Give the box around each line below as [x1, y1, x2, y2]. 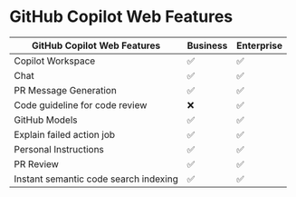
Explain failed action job [14, 128, 116, 141]
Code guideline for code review [14, 98, 148, 111]
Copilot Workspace [14, 54, 96, 67]
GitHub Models [14, 113, 78, 126]
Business [186, 39, 228, 52]
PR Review [14, 157, 59, 170]
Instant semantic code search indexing [14, 172, 178, 185]
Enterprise [236, 39, 283, 52]
